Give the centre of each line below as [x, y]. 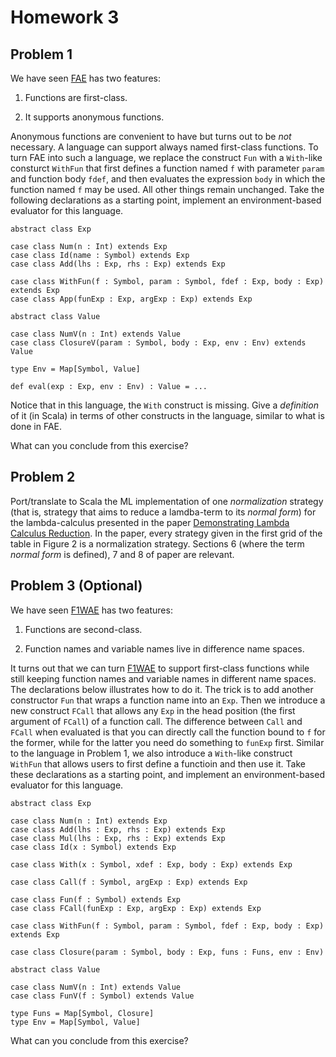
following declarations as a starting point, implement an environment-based [166, 200]
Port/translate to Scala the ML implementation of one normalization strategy [167, 501]
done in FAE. [36, 426]
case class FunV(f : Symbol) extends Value [102, 996]
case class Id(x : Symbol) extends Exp [93, 847]
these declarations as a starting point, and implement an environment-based [167, 774]
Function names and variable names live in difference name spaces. [164, 648]
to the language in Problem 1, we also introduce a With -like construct [151, 753]
